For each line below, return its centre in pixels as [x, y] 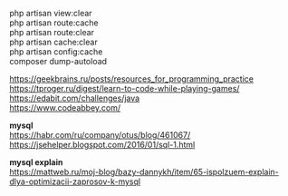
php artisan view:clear [51, 13]
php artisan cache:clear [53, 42]
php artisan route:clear [52, 32]
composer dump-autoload [58, 61]
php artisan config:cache [56, 52]
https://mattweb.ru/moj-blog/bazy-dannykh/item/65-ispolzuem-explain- [144, 172]
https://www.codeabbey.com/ [65, 108]
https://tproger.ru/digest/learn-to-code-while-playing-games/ [125, 88]
